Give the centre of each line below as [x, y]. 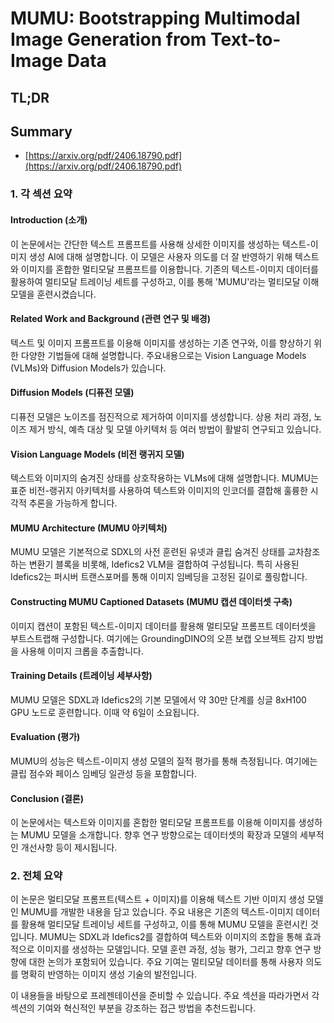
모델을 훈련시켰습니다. [53, 294]
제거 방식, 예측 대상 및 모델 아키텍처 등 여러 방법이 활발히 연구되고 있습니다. [175, 429]
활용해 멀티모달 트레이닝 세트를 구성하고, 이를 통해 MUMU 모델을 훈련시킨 [164, 924]
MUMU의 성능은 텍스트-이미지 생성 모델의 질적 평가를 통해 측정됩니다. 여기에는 [164, 761]
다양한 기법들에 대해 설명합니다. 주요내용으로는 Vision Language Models [163, 355]
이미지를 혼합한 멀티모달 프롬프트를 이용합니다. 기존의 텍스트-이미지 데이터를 [169, 269]
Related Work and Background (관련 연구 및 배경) [110, 319]
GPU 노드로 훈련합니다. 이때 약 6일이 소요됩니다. [105, 712]
